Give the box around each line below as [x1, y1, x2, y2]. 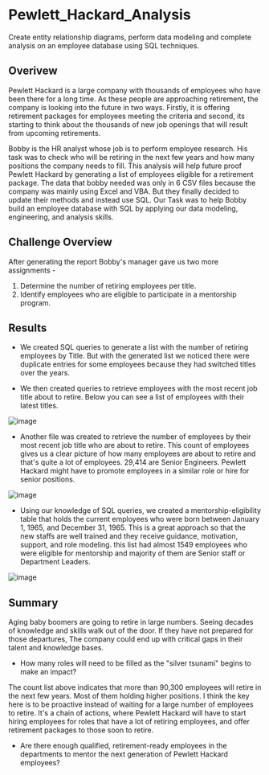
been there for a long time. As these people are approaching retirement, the [8, 94, 259, 104]
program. [19, 297, 51, 307]
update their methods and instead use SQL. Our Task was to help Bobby [8, 195, 247, 204]
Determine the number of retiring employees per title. [19, 281, 197, 290]
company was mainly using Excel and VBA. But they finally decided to [8, 187, 239, 196]
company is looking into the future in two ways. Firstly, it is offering [8, 102, 230, 112]
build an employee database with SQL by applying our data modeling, [8, 203, 238, 213]
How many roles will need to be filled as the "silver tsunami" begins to [19, 658, 251, 668]
